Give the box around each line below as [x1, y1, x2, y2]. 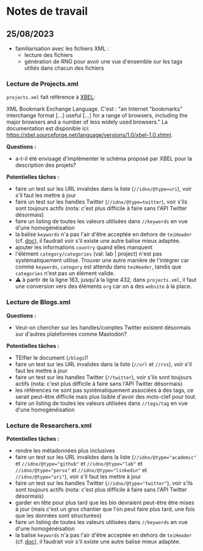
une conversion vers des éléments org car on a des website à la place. [15, 283, 192, 290]
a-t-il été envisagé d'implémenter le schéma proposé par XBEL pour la [15, 155, 193, 163]
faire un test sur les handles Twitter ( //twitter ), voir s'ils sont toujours [15, 373, 192, 380]
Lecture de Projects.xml [6, 80, 79, 88]
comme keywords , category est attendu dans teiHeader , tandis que [15, 263, 182, 270]
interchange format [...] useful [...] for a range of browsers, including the [6, 112, 188, 119]
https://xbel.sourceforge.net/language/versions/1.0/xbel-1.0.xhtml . [6, 131, 173, 139]
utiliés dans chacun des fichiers [24, 64, 104, 72]
